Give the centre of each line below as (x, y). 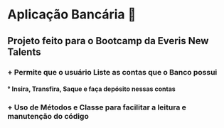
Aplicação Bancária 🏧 (72, 15)
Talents (24, 52)
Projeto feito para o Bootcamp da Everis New (108, 41)
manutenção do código (48, 117)
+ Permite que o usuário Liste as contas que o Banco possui (112, 72)
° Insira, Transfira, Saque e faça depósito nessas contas (91, 89)
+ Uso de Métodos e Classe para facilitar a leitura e (97, 107)
